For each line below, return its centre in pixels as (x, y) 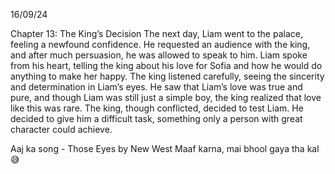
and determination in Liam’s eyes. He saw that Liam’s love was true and (156, 87)
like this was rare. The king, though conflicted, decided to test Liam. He (157, 108)
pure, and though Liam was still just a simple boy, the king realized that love (166, 97)
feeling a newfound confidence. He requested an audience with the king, (160, 44)
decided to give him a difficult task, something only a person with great (156, 118)
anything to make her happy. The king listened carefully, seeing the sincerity (167, 76)
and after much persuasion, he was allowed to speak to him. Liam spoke (159, 55)
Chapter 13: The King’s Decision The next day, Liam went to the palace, (156, 33)
